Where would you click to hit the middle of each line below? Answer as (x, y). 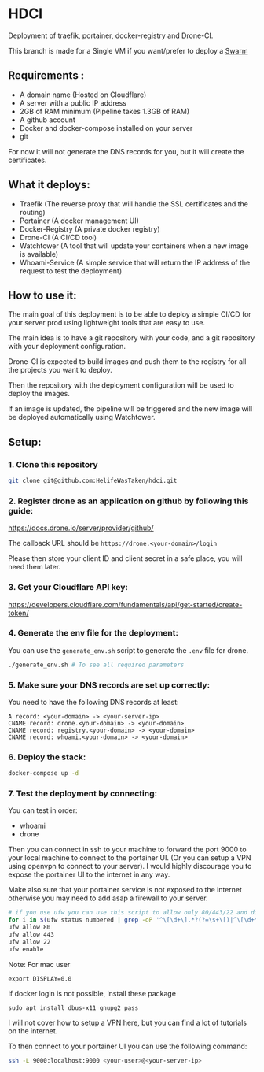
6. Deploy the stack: (47, 757)
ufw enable (26, 949)
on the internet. (33, 1031)
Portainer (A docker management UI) (79, 221)
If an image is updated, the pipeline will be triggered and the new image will (130, 409)
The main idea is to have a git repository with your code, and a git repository (132, 338)
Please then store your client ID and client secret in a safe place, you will (125, 558)
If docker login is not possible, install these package (92, 993)
